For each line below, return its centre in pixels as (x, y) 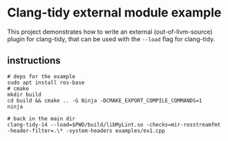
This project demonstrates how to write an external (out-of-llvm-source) (110, 32)
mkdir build (24, 94)
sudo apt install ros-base (46, 83)
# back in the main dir (41, 118)
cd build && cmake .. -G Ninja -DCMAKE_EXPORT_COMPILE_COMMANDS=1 (105, 100)
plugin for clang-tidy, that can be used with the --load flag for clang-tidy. (111, 39)
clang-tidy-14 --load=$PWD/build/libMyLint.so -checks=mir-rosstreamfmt (114, 124)
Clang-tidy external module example (114, 13)
